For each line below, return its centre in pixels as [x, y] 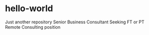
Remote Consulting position [33, 27]
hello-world [29, 9]
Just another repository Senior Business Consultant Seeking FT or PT [75, 22]
